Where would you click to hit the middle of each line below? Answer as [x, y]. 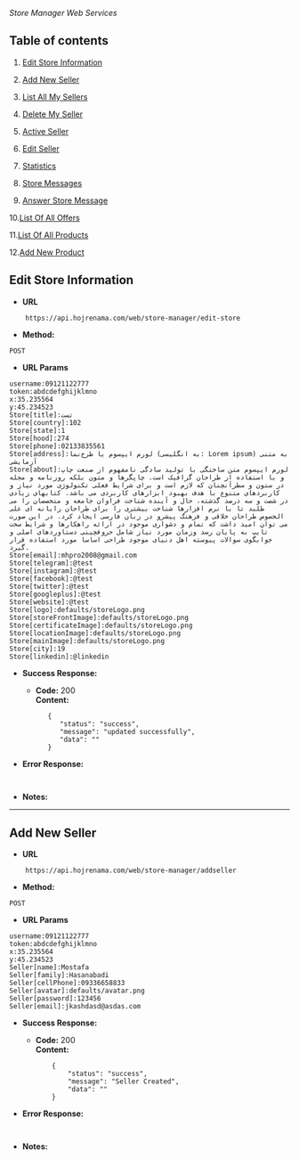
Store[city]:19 [37, 649]
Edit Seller [41, 148]
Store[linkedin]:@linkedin [59, 657]
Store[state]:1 [37, 430]
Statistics [39, 166]
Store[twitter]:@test [49, 586]
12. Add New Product [47, 252]
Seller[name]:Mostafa [49, 967]
